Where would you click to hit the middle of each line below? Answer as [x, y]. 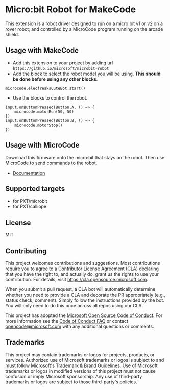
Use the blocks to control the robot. [50, 97]
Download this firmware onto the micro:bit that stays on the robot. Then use [85, 157]
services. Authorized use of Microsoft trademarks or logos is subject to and [85, 360]
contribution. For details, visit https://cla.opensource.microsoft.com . [77, 279]
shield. [12, 34]
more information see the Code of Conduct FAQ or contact [67, 321]
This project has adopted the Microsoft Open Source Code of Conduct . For [84, 315]
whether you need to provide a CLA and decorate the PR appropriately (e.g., [86, 295]
